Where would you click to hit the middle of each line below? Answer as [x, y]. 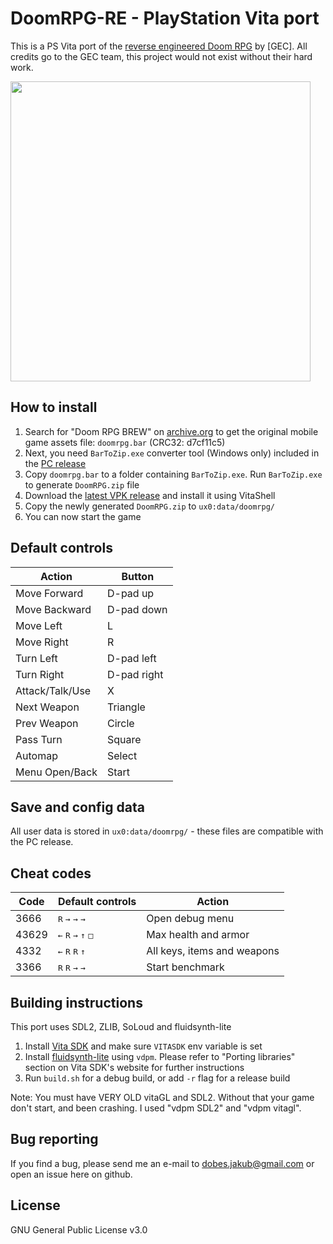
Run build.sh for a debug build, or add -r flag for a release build [157, 1078]
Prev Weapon [47, 723]
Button [138, 576]
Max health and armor [198, 935]
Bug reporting [54, 1139]
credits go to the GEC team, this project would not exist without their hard [161, 56]
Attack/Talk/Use [53, 690]
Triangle [126, 707]
